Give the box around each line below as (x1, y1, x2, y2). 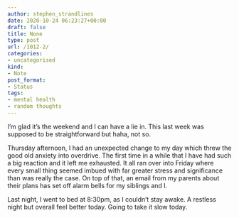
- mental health (7, 97, 55, 104)
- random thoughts (7, 103, 62, 110)
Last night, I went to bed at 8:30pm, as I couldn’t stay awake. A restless (7, 195, 217, 203)
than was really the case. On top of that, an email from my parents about (7, 173, 220, 182)
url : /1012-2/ (7, 43, 50, 50)
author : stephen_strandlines (7, 10, 94, 18)
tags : (7, 89, 23, 97)
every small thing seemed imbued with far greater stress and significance (7, 166, 223, 175)
